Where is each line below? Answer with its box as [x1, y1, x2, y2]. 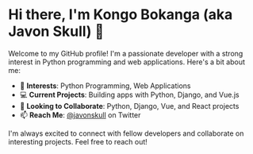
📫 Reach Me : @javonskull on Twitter [19, 110, 141, 120]
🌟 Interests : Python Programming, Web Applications [19, 81, 191, 90]
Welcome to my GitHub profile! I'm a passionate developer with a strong [8, 48, 243, 58]
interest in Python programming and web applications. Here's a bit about [8, 57, 246, 67]
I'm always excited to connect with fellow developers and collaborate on [8, 129, 244, 138]
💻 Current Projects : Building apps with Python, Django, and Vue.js [19, 90, 240, 99]
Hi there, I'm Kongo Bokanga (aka [8, 6, 233, 24]
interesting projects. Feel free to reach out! [8, 137, 148, 146]
